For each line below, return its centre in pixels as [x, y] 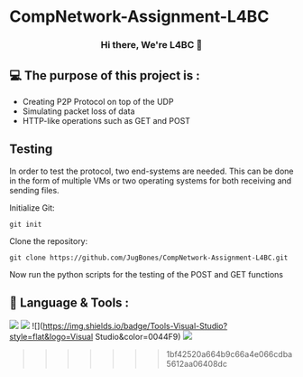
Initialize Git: [32, 207]
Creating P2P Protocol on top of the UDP [98, 101]
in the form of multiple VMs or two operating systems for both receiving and [151, 180]
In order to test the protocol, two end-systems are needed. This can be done [151, 171]
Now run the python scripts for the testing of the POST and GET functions [147, 274]
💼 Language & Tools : [69, 303]
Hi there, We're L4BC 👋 [151, 45]
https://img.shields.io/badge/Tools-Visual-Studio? [135, 325]
